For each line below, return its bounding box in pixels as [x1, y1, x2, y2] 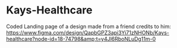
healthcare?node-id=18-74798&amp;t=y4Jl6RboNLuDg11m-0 [6, 35, 156, 42]
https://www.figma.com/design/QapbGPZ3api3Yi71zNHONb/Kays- [6, 29, 169, 36]
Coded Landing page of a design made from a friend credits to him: [6, 23, 171, 30]
